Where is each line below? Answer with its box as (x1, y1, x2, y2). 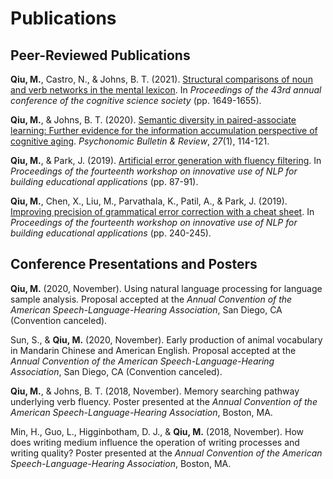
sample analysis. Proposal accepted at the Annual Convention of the (10, 293, 293, 305)
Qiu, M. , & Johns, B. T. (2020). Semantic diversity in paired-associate (10, 114, 297, 126)
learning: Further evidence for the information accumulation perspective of (10, 125, 318, 136)
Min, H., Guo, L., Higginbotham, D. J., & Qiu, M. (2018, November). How (10, 425, 305, 437)
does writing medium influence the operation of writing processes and (10, 436, 300, 448)
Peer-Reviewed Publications (10, 47, 191, 64)
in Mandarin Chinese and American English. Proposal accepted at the (10, 344, 297, 356)
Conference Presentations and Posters (10, 256, 258, 273)
